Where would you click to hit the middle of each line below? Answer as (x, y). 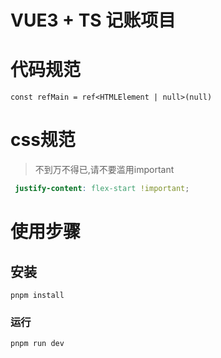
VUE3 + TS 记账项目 (93, 20)
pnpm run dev (37, 344)
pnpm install (37, 295)
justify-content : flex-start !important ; (102, 189)
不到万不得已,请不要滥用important (104, 170)
